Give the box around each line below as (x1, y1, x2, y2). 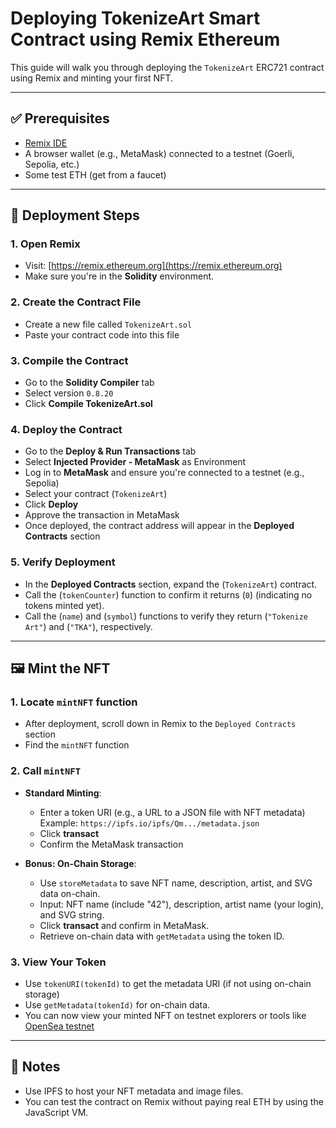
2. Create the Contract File (10, 295, 142, 309)
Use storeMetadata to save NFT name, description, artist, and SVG (39, 877, 313, 889)
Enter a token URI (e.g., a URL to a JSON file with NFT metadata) (39, 806, 306, 818)
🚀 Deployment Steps (10, 207, 140, 224)
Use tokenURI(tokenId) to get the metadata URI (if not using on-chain (24, 977, 312, 989)
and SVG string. (39, 908, 105, 921)
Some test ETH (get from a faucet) (24, 168, 167, 181)
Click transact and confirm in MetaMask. (39, 919, 210, 931)
